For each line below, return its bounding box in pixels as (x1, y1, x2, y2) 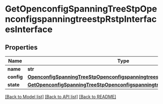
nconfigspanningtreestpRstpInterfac (5, 14, 157, 25)
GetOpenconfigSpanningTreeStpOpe (5, 3, 158, 15)
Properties (5, 43, 38, 51)
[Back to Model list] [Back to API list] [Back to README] (5, 94, 116, 100)
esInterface (5, 24, 53, 35)
